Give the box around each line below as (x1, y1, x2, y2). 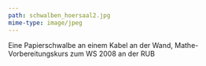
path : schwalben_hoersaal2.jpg (8, 11, 111, 20)
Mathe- (174, 40, 199, 49)
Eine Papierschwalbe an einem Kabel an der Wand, (8, 40, 173, 49)
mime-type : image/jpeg (8, 19, 83, 27)
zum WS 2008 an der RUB (69, 49, 156, 58)
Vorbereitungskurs (8, 49, 68, 58)
